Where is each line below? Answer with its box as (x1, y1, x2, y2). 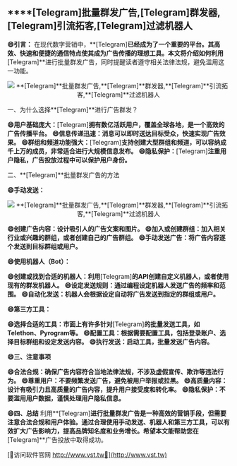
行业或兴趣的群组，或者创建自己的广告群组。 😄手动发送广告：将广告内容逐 (7, 233, 226, 241)
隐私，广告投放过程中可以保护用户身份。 (13, 155, 131, 164)
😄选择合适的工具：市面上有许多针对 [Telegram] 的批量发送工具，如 (7, 320, 200, 328)
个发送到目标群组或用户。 (7, 242, 82, 251)
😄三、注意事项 (7, 352, 51, 361)
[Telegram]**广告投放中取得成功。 (7, 435, 107, 443)
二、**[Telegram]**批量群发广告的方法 (7, 170, 120, 179)
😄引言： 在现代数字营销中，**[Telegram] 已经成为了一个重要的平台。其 (7, 40, 214, 48)
